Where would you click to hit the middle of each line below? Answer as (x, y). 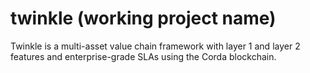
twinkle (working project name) (143, 18)
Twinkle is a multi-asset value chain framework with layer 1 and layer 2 (155, 46)
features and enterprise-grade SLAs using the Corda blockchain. (143, 56)
